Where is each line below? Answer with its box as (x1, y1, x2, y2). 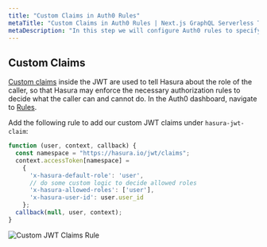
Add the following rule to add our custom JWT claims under (8, 118, 204, 127)
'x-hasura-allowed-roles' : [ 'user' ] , (29, 186, 155, 194)
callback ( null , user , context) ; (15, 209, 123, 217)
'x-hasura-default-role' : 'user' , (29, 171, 145, 179)
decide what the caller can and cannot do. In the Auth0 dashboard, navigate (8, 94, 257, 104)
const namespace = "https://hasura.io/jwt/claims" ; (15, 149, 191, 158)
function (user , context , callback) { (8, 142, 137, 150)
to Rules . (8, 103, 37, 112)
